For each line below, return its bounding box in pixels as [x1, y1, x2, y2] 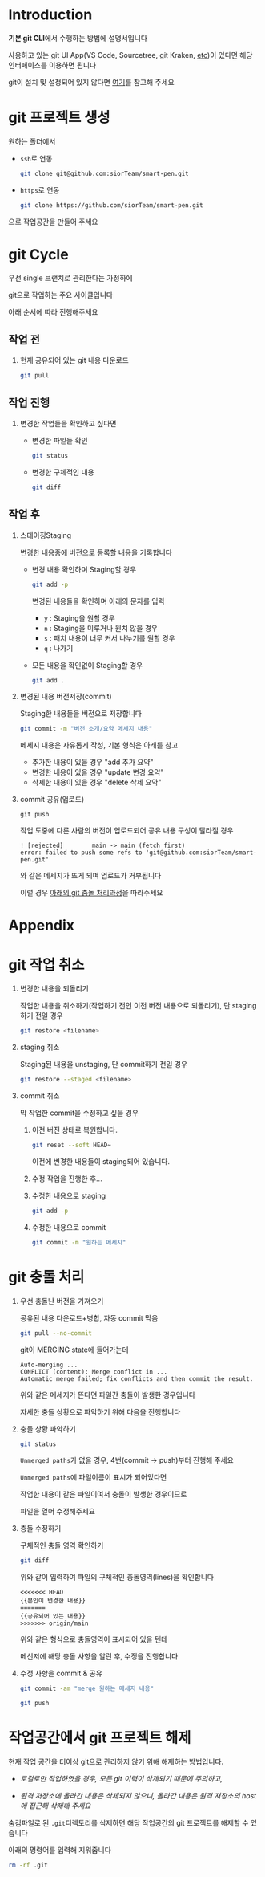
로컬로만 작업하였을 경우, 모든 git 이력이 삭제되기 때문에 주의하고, [19, 1774, 223, 1783]
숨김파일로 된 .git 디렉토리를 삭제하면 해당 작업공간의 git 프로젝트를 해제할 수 [8, 1818, 249, 1827]
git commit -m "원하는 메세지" [31, 1238, 126, 1246]
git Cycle [8, 245, 70, 263]
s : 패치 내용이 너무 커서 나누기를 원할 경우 [43, 633, 176, 643]
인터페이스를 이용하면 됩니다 [8, 60, 97, 70]
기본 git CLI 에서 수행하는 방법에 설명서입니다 [8, 33, 148, 43]
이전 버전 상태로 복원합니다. [31, 1126, 118, 1135]
